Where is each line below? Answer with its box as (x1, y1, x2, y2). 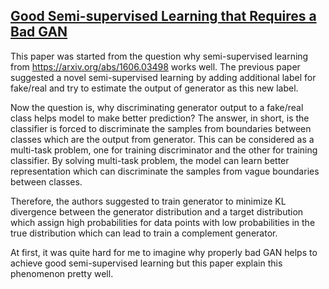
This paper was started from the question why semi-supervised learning (10, 50, 309, 62)
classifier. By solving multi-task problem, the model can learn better (10, 154, 290, 166)
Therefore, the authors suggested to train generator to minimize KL (10, 195, 287, 207)
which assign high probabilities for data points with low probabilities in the (10, 216, 316, 228)
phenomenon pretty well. (10, 267, 114, 279)
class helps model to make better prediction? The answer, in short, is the (10, 112, 310, 124)
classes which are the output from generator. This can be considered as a (10, 133, 315, 145)
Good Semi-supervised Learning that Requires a (10, 8, 317, 25)
